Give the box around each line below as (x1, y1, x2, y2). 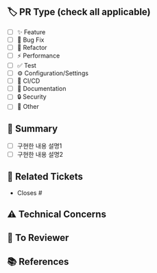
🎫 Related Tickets (7, 170, 84, 182)
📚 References (7, 256, 69, 268)
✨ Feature (16, 27, 46, 36)
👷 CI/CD (16, 77, 40, 85)
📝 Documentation (16, 85, 67, 93)
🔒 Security (16, 92, 47, 101)
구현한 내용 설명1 (16, 142, 62, 150)
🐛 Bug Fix (16, 36, 45, 44)
